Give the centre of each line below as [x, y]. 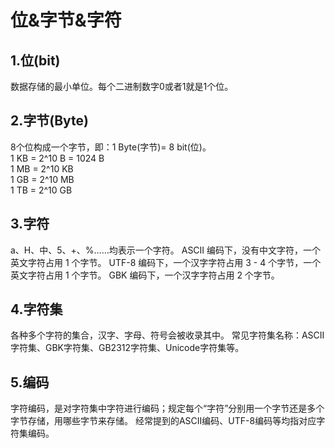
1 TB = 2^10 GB [41, 190]
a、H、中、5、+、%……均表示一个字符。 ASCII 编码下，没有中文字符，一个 [166, 250]
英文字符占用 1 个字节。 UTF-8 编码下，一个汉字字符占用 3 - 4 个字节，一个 [166, 262]
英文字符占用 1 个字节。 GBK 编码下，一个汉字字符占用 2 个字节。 [145, 275]
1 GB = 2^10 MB [42, 179]
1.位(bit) [35, 60]
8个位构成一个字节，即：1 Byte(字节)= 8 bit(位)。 [111, 147]
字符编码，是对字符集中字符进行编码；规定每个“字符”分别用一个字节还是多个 [167, 408]
